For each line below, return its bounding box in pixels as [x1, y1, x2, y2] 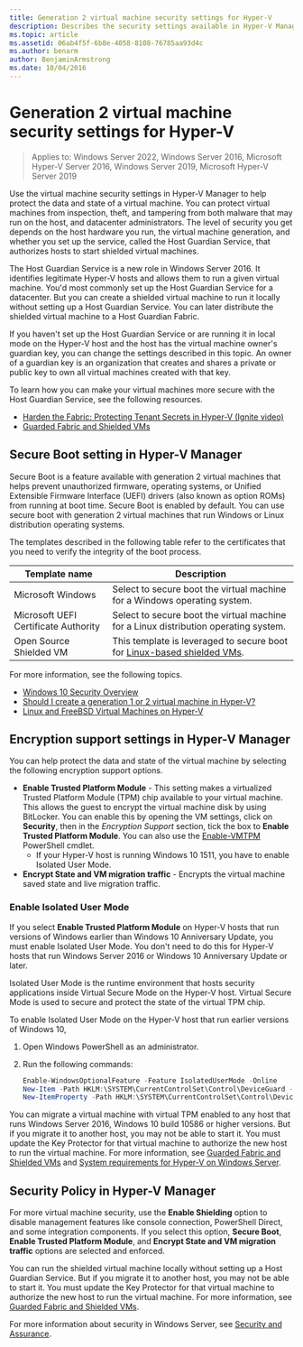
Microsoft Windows [14, 588, 96, 601]
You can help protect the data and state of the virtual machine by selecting [9, 755, 287, 767]
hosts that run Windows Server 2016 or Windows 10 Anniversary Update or [9, 950, 288, 961]
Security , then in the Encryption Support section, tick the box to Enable [22, 821, 289, 832]
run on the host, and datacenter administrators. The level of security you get [9, 217, 293, 227]
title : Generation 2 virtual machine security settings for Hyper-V [9, 13, 272, 23]
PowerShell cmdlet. [22, 840, 95, 851]
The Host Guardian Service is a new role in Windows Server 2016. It [9, 263, 261, 273]
